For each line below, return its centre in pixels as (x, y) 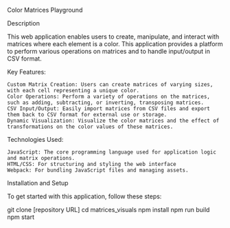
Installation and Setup (38, 183)
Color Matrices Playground (45, 10)
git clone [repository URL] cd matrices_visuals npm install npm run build (108, 210)
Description (23, 23)
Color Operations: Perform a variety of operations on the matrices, (109, 96)
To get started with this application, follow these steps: (84, 196)
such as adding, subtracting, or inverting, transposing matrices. (106, 103)
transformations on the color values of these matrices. (90, 127)
